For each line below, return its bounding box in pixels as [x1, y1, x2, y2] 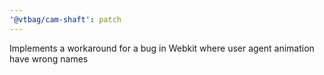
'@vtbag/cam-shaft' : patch [9, 14, 122, 25]
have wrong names [9, 52, 89, 65]
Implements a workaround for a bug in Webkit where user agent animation [9, 42, 315, 54]
